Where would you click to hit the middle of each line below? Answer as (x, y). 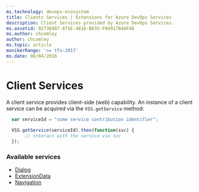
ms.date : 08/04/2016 (32, 56)
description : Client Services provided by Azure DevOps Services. (90, 23)
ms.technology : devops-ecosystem (48, 12)
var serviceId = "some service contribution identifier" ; (85, 119)
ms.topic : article (29, 45)
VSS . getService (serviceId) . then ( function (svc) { (73, 131)
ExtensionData (32, 176)
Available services (33, 157)
